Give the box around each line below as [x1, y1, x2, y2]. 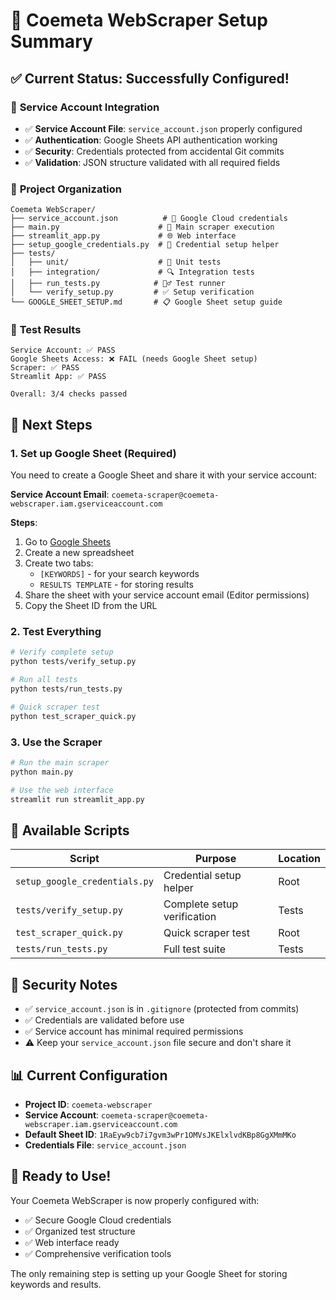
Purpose [194, 852, 237, 866]
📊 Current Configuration [10, 1067, 168, 1084]
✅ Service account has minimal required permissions [24, 1025, 244, 1038]
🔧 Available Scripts [10, 822, 130, 839]
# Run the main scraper [10, 758, 110, 768]
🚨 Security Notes [10, 976, 118, 993]
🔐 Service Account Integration [10, 100, 160, 114]
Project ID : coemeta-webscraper [24, 1098, 153, 1110]
